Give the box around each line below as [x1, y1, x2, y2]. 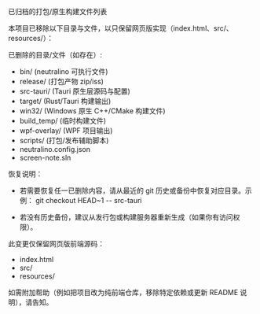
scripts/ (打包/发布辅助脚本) [19, 136, 109, 145]
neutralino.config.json [19, 145, 91, 153]
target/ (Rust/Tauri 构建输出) [19, 97, 112, 105]
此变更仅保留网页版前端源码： [8, 239, 104, 248]
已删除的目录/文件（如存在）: [8, 50, 103, 59]
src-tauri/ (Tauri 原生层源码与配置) [19, 87, 131, 96]
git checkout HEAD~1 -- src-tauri [35, 196, 142, 205]
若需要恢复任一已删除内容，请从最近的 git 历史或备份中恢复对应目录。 [19, 186, 246, 195]
